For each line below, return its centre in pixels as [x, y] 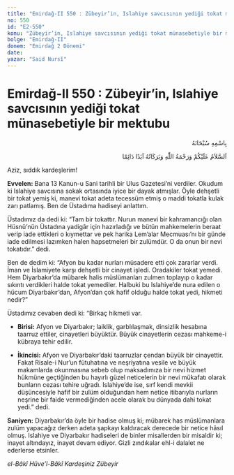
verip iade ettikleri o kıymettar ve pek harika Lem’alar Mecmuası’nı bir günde [117, 234]
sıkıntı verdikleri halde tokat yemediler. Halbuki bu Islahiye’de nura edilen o [114, 284]
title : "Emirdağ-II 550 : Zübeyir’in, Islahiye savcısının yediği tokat [115, 14]
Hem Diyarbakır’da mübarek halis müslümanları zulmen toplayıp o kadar [110, 277]
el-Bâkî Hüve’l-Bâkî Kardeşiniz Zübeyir [63, 463]
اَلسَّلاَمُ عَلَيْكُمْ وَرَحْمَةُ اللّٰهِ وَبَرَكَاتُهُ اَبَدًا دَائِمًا [174, 156]
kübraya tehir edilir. [45, 341]
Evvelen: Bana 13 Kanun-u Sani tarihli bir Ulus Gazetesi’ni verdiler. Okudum [115, 183]
